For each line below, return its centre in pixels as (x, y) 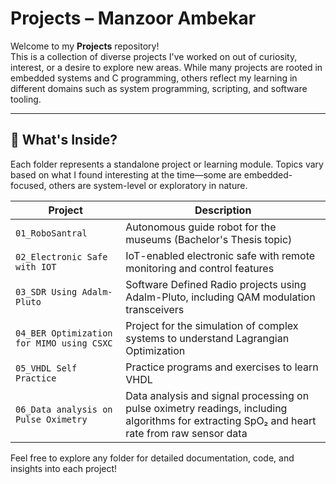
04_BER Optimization (64, 333)
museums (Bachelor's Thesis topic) (209, 239)
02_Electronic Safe (61, 256)
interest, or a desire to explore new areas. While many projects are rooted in (166, 67)
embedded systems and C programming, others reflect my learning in (154, 78)
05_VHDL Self (46, 368)
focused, (28, 185)
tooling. (26, 99)
